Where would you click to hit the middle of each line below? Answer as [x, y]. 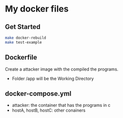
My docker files [37, 9]
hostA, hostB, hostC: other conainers [49, 110]
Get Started [23, 27]
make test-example [23, 42]
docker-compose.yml [38, 94]
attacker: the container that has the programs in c [61, 105]
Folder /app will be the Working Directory [53, 78]
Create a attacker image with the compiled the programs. [62, 69]
